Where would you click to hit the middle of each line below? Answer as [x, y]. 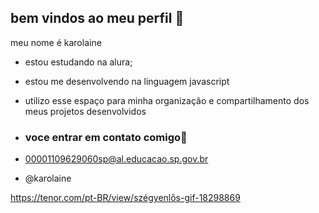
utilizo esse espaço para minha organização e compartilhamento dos [167, 100]
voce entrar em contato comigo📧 [106, 137]
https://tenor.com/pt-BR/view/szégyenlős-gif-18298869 [125, 198]
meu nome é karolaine [56, 42]
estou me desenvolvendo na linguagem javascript [127, 81]
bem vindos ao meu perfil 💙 [97, 18]
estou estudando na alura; [78, 62]
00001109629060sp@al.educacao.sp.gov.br [116, 159]
